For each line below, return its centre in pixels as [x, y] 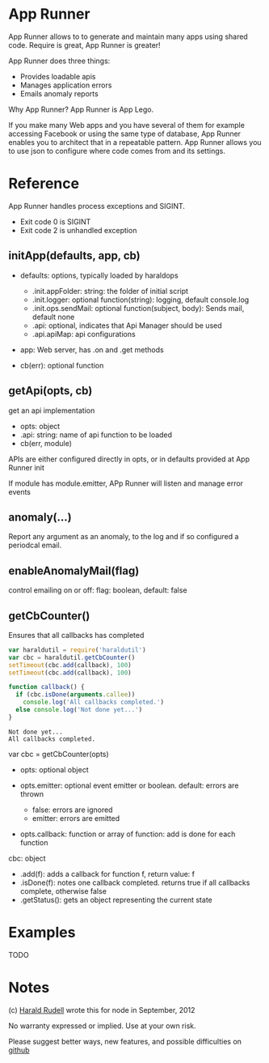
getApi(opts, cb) [50, 391]
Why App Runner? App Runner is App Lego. [81, 109]
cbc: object [27, 858]
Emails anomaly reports [59, 93]
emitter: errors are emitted [76, 818]
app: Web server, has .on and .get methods [92, 350]
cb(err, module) [46, 443]
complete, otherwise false [63, 891]
